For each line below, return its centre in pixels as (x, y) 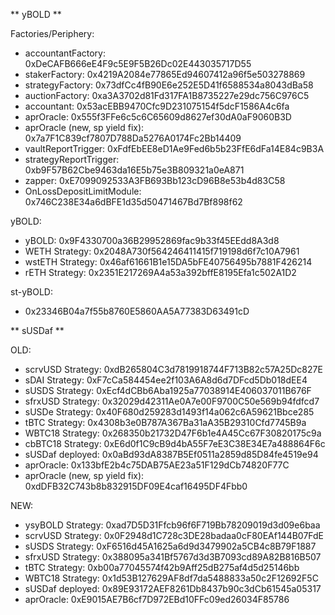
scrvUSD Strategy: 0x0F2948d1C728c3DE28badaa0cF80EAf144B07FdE (174, 535)
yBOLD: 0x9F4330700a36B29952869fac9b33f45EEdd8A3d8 (152, 240)
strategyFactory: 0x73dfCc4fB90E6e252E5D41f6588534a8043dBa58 (169, 85)
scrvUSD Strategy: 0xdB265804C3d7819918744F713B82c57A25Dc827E (173, 369)
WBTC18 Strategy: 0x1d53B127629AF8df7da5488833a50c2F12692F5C (171, 578)
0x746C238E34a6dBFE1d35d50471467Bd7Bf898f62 (133, 202)
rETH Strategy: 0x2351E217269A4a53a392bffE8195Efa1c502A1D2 (160, 272)
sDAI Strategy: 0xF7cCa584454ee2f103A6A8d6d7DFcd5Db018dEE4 (166, 380)
